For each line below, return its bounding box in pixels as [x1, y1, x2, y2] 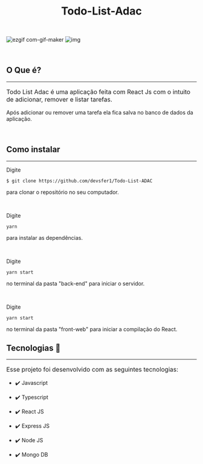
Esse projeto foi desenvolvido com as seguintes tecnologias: [6, 366, 179, 374]
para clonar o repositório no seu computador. [6, 188, 119, 196]
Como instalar [6, 144, 60, 155]
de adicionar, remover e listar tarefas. [6, 95, 113, 103]
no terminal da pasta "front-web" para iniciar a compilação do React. [6, 325, 178, 333]
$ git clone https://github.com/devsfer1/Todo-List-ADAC [6, 178, 153, 184]
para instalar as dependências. [6, 234, 83, 241]
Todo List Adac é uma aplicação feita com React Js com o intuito [6, 88, 191, 96]
